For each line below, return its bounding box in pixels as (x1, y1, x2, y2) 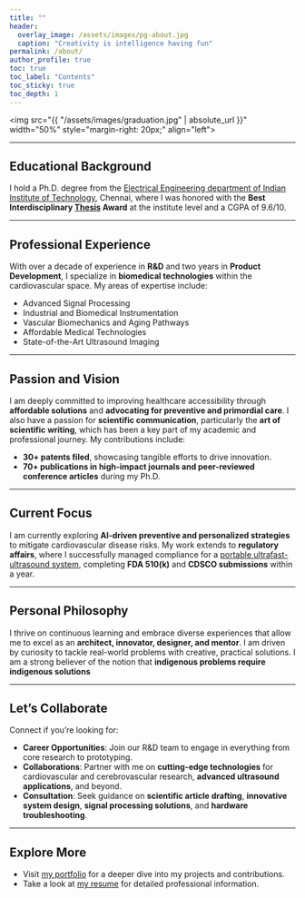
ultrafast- (253, 548, 289, 559)
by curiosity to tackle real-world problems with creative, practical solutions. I (9, 646, 296, 657)
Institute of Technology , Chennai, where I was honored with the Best (9, 192, 266, 203)
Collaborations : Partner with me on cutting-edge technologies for (22, 762, 274, 773)
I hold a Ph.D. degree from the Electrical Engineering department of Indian (9, 183, 286, 193)
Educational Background (9, 158, 152, 173)
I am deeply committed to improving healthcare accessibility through (9, 395, 266, 406)
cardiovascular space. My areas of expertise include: (9, 281, 208, 291)
